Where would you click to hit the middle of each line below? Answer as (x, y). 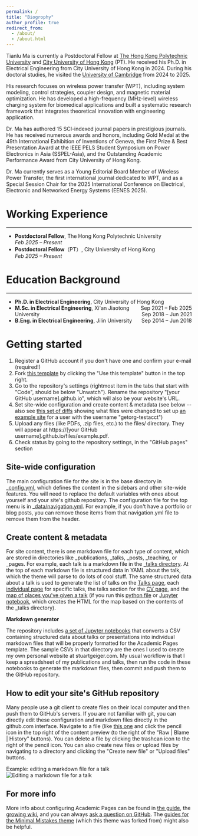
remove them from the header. (43, 519)
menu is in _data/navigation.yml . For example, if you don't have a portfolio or (99, 506)
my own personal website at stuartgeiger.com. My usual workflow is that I (95, 656)
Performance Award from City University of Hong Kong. (74, 160)
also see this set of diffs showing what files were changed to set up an (100, 411)
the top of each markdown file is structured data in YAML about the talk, (93, 571)
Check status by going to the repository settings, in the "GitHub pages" (101, 442)
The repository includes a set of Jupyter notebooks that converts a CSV (93, 631)
